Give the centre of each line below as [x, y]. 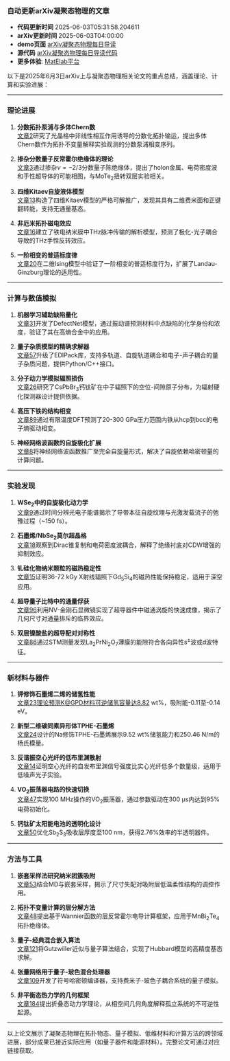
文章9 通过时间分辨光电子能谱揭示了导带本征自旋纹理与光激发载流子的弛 [118, 512]
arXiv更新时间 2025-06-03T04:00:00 [71, 36]
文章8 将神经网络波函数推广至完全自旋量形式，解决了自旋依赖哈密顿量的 [118, 451]
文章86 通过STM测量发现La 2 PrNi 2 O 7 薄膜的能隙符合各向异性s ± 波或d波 [115, 642]
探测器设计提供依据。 [53, 397]
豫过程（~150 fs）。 [44, 521]
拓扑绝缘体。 [35, 926]
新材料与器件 [28, 678]
